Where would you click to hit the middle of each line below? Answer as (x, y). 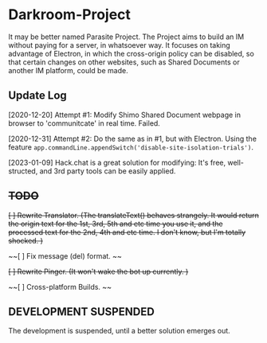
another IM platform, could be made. (69, 70)
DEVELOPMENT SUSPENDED (82, 312)
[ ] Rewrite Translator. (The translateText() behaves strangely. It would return (133, 215)
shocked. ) (26, 240)
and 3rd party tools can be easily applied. (108, 171)
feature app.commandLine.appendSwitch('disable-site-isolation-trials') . (131, 147)
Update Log (38, 96)
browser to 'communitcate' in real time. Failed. (84, 123)
